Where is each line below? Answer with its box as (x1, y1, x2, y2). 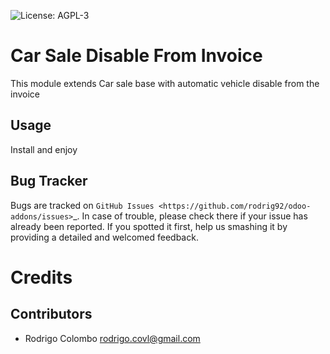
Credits (10, 266, 73, 289)
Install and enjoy (10, 143, 78, 155)
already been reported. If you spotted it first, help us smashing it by (10, 220, 288, 232)
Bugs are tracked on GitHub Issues (10, 199, 155, 211)
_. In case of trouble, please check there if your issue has (73, 210, 308, 222)
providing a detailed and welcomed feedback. (10, 231, 199, 243)
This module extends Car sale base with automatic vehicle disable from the (10, 77, 320, 89)
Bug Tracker (10, 173, 88, 190)
